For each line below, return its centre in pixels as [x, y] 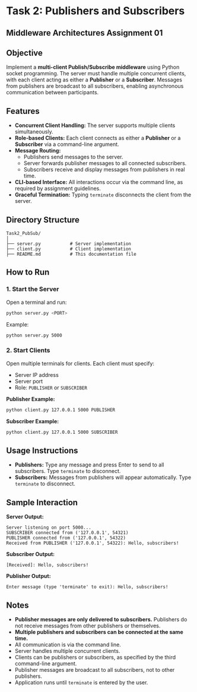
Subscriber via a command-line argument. [67, 144]
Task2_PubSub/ [24, 234]
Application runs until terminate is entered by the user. [81, 682]
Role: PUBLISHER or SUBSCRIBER [51, 388]
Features [23, 111]
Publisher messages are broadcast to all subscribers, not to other [95, 669]
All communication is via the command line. [68, 645]
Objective [25, 53]
